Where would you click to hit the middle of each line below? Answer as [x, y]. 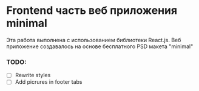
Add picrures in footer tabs [49, 82]
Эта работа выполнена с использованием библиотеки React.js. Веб [94, 40]
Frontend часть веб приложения [92, 11]
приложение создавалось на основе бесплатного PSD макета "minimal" [100, 46]
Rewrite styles [33, 75]
